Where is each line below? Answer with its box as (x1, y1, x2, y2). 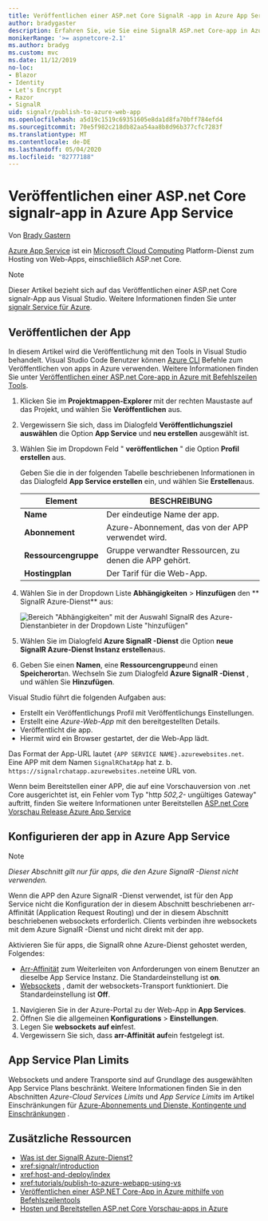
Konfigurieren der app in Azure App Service (8, 830, 231, 843)
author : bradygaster (8, 19, 77, 27)
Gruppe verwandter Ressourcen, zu (106, 545, 240, 556)
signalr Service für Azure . (8, 303, 93, 312)
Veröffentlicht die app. (19, 725, 93, 735)
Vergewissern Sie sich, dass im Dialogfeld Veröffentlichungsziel (19, 420, 233, 430)
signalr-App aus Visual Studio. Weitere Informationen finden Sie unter (8, 294, 237, 303)
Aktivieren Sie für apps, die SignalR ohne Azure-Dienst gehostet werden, (8, 940, 247, 949)
